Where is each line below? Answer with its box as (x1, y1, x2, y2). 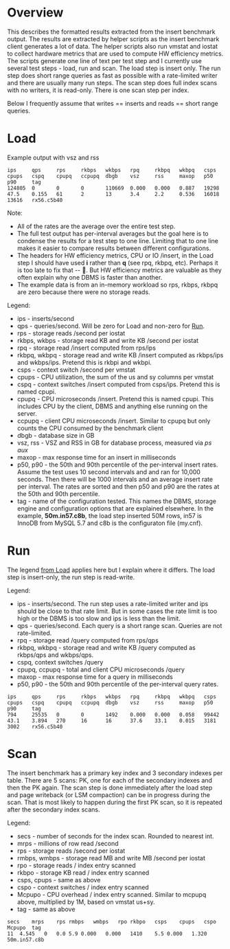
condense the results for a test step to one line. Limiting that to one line (16, 236, 218, 245)
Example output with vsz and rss (7, 153, 100, 161)
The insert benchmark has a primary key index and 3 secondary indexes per (7, 768, 223, 777)
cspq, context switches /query (16, 658, 104, 666)
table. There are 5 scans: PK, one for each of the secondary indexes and (7, 776, 213, 784)
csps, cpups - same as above (16, 875, 101, 884)
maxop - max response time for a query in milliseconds (16, 672, 173, 681)
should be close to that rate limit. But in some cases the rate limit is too (16, 607, 218, 615)
